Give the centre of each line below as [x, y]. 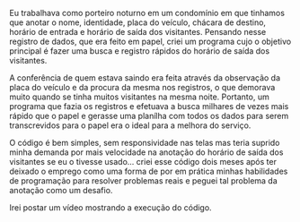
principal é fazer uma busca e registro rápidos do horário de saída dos [140, 51]
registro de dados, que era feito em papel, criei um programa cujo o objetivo [150, 41]
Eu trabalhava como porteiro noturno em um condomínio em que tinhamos [147, 13]
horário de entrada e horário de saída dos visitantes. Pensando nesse [138, 32]
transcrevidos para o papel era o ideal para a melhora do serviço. [130, 125]
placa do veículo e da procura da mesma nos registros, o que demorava [142, 87]
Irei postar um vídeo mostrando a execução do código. [111, 208]
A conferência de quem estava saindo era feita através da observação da [145, 78]
